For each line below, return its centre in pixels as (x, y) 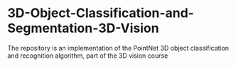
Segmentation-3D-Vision (83, 28)
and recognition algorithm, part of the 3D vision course (88, 56)
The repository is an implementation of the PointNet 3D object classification (118, 48)
